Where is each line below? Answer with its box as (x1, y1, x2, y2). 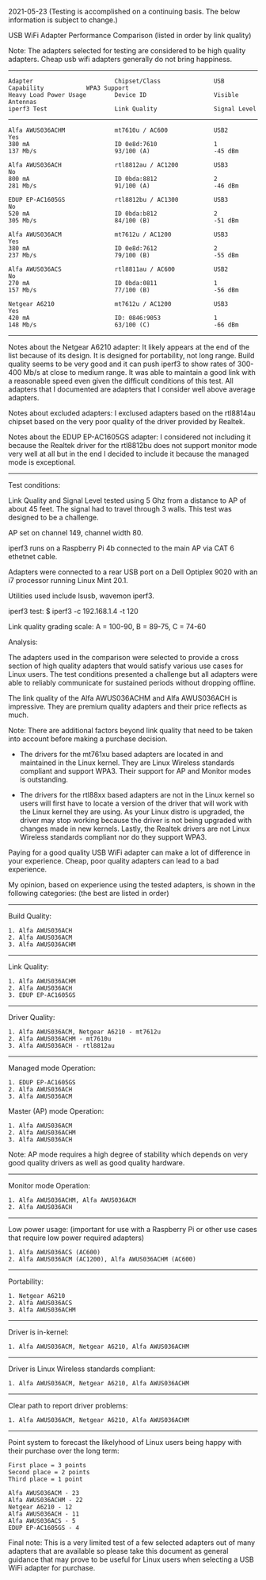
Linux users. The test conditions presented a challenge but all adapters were (8, 670, 258, 678)
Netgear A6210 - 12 (8, 1503, 73, 1511)
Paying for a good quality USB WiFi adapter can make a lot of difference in (8, 848, 251, 857)
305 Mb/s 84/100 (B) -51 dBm (8, 217, 239, 225)
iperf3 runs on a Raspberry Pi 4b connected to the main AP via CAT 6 (8, 543, 235, 553)
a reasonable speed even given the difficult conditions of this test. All (8, 377, 234, 385)
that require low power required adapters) (8, 1233, 145, 1242)
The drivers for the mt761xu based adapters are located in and (19, 750, 223, 759)
